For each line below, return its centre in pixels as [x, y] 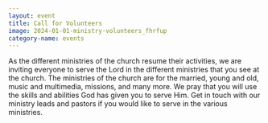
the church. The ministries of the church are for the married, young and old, [134, 78]
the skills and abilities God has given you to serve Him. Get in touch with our [134, 95]
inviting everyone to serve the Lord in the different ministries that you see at [134, 70]
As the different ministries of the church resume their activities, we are [125, 61]
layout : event [32, 16]
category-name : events [46, 38]
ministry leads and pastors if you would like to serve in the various [118, 104]
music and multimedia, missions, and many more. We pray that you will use [133, 87]
